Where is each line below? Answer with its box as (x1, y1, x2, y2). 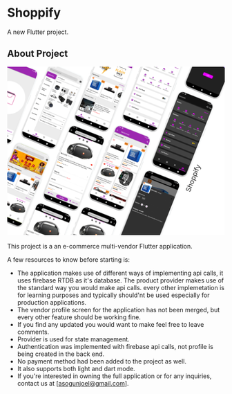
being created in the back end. (17, 350, 105, 358)
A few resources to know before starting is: (7, 256, 130, 264)
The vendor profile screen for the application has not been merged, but (17, 306, 220, 314)
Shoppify (7, 5, 61, 21)
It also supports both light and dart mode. (17, 365, 136, 373)
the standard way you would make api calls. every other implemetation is (17, 284, 224, 292)
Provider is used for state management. (17, 335, 130, 343)
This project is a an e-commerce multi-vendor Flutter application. (7, 242, 193, 251)
